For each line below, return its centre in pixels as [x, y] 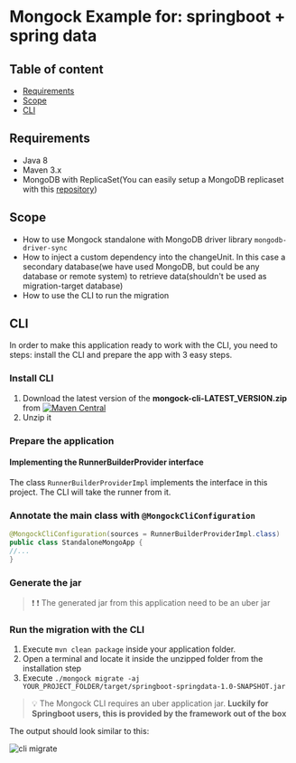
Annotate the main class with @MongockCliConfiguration [132, 515]
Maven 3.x [42, 170]
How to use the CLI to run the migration [96, 295]
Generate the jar [46, 582]
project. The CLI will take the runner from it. [90, 492]
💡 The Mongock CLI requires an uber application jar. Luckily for [150, 703]
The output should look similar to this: [79, 731]
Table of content [56, 69]
